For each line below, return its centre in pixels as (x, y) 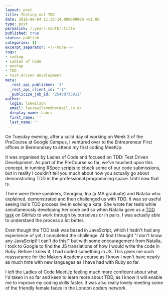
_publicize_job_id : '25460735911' (46, 94)
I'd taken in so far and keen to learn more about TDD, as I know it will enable (84, 277)
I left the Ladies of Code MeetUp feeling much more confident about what (81, 272)
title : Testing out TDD (30, 15)
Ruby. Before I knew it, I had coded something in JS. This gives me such (80, 251)
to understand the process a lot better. (45, 220)
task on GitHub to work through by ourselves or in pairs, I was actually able (83, 215)
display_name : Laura (31, 113)
